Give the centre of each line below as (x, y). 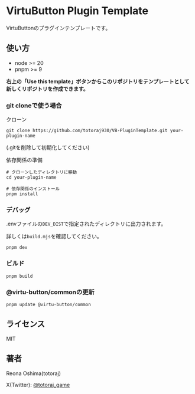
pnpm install (22, 194)
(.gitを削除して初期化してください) (48, 147)
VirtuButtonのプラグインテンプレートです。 (58, 28)
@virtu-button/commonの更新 (50, 292)
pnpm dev (17, 248)
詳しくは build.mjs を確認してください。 (54, 237)
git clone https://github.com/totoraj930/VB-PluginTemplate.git (87, 131)
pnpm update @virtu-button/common (49, 304)
